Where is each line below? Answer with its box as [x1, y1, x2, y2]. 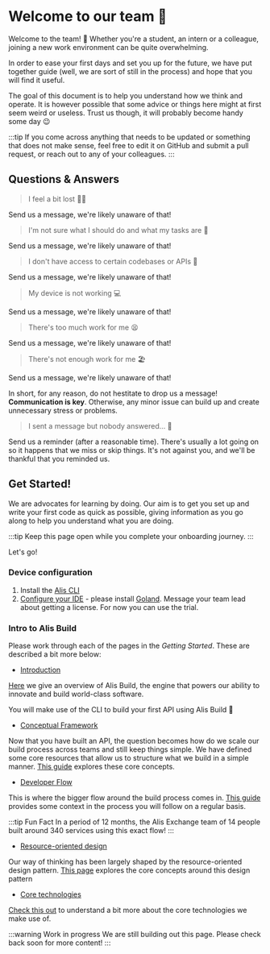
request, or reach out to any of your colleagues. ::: [8, 149, 175, 159]
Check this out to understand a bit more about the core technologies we [8, 906, 247, 915]
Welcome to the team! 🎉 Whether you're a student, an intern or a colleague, [8, 34, 260, 44]
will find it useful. [8, 75, 65, 85]
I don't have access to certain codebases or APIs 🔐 [27, 256, 198, 266]
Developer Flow [19, 778, 73, 787]
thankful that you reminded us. [8, 454, 110, 463]
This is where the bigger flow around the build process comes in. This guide [8, 793, 261, 803]
